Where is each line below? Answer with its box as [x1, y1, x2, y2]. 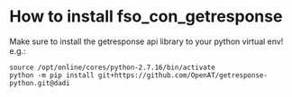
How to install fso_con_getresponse [9, 6, 283, 27]
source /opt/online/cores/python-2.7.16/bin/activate [9, 63, 216, 72]
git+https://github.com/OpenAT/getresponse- [97, 70, 269, 80]
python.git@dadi [9, 78, 70, 87]
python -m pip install [9, 70, 95, 80]
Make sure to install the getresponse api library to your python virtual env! [9, 36, 284, 47]
